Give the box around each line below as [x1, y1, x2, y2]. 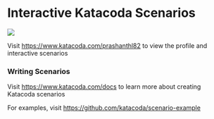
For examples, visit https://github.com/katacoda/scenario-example [7, 104, 201, 112]
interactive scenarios [7, 49, 68, 57]
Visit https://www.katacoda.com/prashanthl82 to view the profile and [7, 41, 208, 50]
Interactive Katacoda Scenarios [7, 5, 196, 21]
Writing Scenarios [7, 66, 70, 76]
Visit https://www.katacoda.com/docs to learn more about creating [7, 82, 201, 91]
